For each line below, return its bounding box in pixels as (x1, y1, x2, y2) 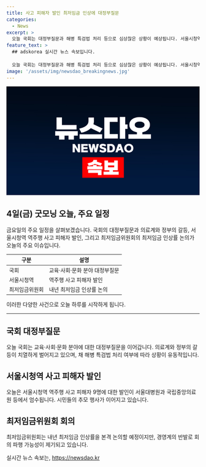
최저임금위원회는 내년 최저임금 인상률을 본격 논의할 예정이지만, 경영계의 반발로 (6, 433, 193, 441)
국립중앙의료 (166, 388, 196, 396)
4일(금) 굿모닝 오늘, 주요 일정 (6, 209, 110, 219)
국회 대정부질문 (6, 326, 61, 336)
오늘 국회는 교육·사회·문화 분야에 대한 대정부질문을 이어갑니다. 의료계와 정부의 (6, 343, 191, 351)
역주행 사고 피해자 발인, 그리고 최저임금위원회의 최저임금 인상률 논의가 (27, 233, 195, 241)
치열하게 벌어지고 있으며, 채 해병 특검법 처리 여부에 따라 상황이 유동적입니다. (17, 351, 199, 359)
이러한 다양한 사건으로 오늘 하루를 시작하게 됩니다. (6, 300, 126, 308)
